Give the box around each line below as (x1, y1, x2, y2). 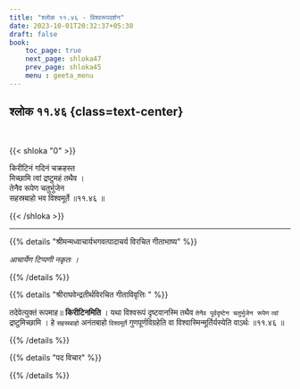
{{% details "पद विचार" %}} (9, 352, 103, 362)
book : (9, 37, 29, 47)
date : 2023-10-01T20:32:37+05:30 (9, 21, 134, 30)
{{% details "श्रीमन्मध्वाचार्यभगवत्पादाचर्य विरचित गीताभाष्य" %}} (9, 236, 198, 246)
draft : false (9, 29, 58, 38)
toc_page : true (25, 46, 82, 55)
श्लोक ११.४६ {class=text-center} (9, 104, 184, 120)
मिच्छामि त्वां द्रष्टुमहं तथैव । (9, 172, 85, 183)
